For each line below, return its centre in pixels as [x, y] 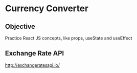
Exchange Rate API [34, 53]
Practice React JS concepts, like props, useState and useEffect [68, 38]
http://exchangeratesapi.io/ [33, 65]
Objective [20, 27]
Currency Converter [47, 9]
